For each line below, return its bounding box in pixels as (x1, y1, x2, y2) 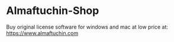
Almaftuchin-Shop (6, 4, 99, 17)
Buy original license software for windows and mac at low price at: (6, 23, 169, 30)
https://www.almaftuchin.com (6, 29, 79, 36)
